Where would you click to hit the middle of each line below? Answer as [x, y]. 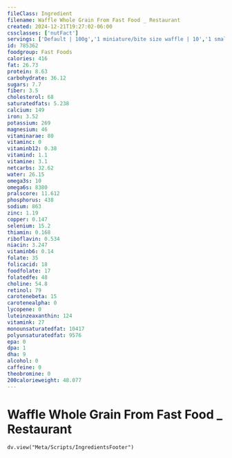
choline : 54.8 [28, 284]
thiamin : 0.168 [29, 232]
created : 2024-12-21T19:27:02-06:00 [60, 26]
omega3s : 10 [24, 181]
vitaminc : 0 [24, 143]
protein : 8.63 [28, 71]
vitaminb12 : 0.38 [32, 149]
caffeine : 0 [24, 367]
